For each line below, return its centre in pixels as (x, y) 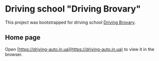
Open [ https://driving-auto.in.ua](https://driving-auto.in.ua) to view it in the (80, 49)
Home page (23, 38)
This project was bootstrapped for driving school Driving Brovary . (70, 22)
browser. (14, 54)
